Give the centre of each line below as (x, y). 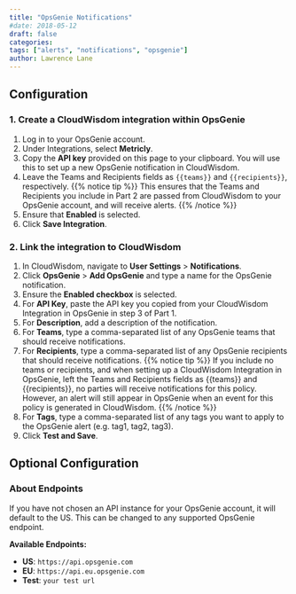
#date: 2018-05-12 (43, 26)
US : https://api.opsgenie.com (78, 561)
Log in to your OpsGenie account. (83, 139)
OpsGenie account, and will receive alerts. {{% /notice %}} (129, 205)
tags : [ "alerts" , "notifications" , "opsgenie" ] (99, 51)
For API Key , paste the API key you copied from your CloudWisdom (145, 303)
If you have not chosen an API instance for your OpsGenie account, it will (143, 508)
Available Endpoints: (48, 544)
